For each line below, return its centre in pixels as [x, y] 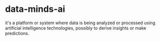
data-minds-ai [35, 9]
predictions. [17, 33]
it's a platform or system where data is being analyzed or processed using [80, 23]
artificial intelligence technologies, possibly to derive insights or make [76, 28]
